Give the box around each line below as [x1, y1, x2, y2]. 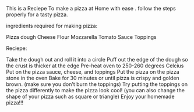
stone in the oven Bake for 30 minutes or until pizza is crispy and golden [6, 75, 179, 81]
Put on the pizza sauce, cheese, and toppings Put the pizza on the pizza [6, 68, 179, 75]
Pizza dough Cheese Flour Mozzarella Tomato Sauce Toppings [6, 34, 157, 40]
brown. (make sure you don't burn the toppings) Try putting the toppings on [6, 81, 188, 88]
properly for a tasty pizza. [6, 11, 68, 18]
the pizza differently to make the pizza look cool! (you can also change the [6, 87, 185, 93]
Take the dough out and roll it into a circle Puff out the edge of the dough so [6, 56, 188, 63]
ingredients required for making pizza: [6, 23, 98, 29]
